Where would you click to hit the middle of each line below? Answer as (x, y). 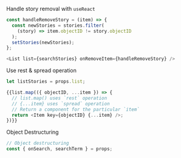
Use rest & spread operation (42, 71)
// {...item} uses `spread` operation (61, 104)
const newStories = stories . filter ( (58, 25)
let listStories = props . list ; (46, 82)
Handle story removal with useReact (51, 9)
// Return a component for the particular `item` (76, 109)
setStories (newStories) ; (43, 42)
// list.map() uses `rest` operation (60, 98)
